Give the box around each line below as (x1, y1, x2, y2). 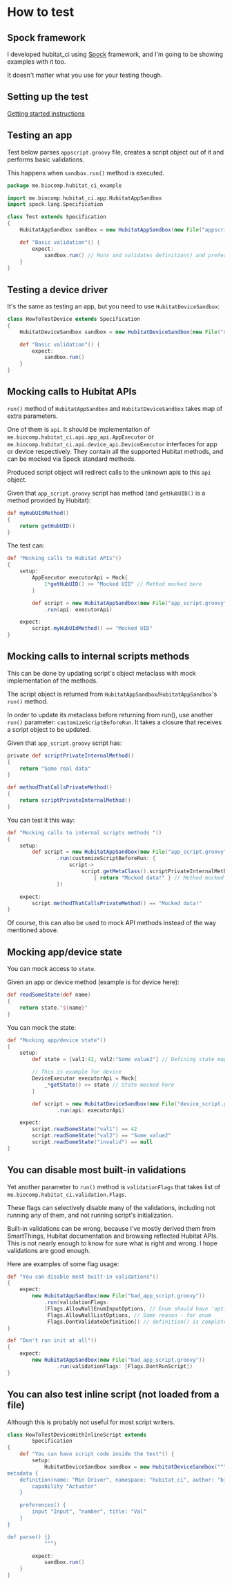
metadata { (7, 1470, 39, 1477)
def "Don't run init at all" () (7, 1337, 97, 1345)
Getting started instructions (7, 109, 85, 118)
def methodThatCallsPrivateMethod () (7, 784, 113, 791)
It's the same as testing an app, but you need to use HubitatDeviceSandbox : (7, 302, 220, 310)
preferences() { (19, 1502, 67, 1509)
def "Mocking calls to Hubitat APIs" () (7, 555, 122, 562)
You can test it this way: (7, 816, 75, 824)
